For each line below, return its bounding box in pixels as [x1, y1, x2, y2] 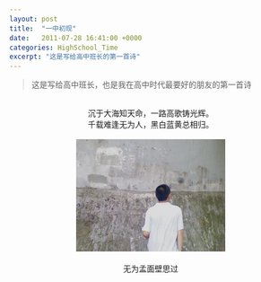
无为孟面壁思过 [123, 263, 178, 274]
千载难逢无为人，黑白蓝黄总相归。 [88, 119, 213, 130]
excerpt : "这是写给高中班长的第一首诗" [9, 52, 141, 62]
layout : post [9, 14, 58, 23]
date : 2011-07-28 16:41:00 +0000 [9, 33, 143, 42]
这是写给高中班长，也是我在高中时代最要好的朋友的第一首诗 [30, 79, 252, 90]
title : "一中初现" [9, 23, 77, 33]
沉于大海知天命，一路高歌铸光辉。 [88, 108, 213, 119]
